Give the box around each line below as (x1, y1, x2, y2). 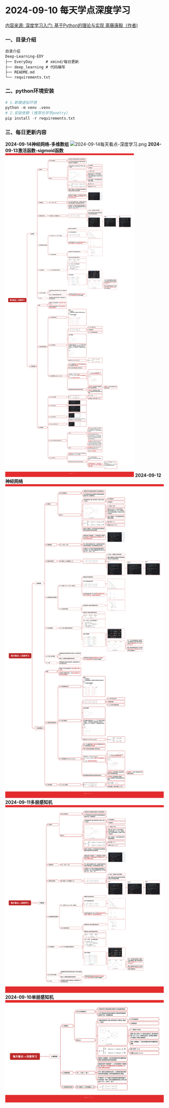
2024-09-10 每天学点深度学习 (5, 5, 131, 16)
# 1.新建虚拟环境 (5, 100, 37, 105)
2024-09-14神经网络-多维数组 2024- (5, 141, 162, 147)
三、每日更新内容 (5, 128, 47, 135)
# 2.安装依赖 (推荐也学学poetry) (5, 111, 69, 116)
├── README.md (5, 70, 35, 75)
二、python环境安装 (5, 87, 54, 95)
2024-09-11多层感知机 (5, 799, 53, 805)
